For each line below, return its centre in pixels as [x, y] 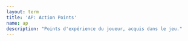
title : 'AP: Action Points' [42, 17]
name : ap [17, 23]
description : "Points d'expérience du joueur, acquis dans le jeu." [94, 29]
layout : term [23, 12]
